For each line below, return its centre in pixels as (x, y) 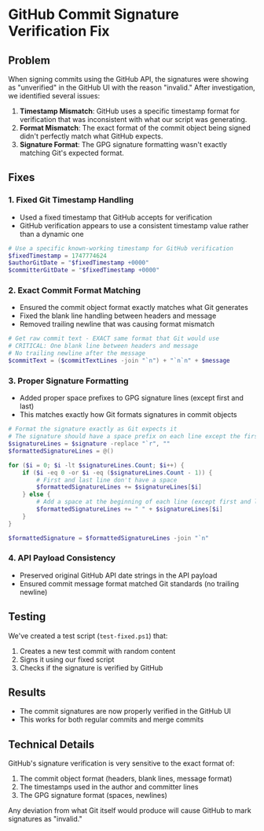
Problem (29, 60)
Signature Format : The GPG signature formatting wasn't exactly (123, 144)
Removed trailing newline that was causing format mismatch (117, 324)
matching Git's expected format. (71, 153)
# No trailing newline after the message (77, 353)
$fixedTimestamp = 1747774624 (58, 256)
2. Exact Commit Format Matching (75, 290)
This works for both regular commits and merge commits (112, 720)
